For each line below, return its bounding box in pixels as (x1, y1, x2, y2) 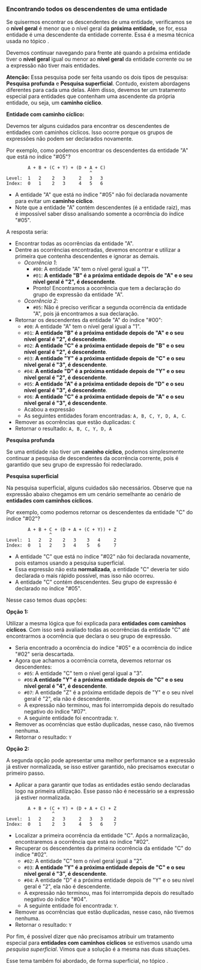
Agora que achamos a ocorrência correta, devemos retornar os (14, 657, 172, 664)
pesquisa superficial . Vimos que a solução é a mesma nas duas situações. (6, 945, 191, 953)
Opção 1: (6, 608, 29, 616)
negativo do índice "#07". (23, 708, 87, 715)
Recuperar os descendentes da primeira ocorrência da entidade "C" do (14, 844, 191, 852)
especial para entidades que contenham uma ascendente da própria (6, 92, 175, 100)
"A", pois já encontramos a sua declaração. (32, 310, 139, 317)
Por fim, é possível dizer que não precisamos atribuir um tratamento (6, 933, 175, 940)
